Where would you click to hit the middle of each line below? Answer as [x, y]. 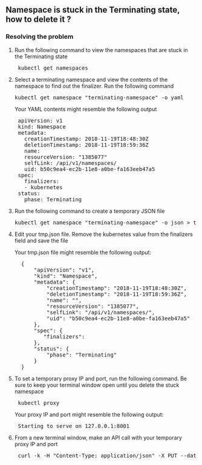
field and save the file [41, 240]
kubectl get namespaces [53, 68]
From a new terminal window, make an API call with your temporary [98, 437]
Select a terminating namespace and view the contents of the [91, 79]
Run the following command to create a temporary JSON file [90, 211]
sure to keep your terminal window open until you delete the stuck [97, 385]
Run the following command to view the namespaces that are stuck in [101, 50]
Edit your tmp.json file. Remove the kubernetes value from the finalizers [103, 234]
